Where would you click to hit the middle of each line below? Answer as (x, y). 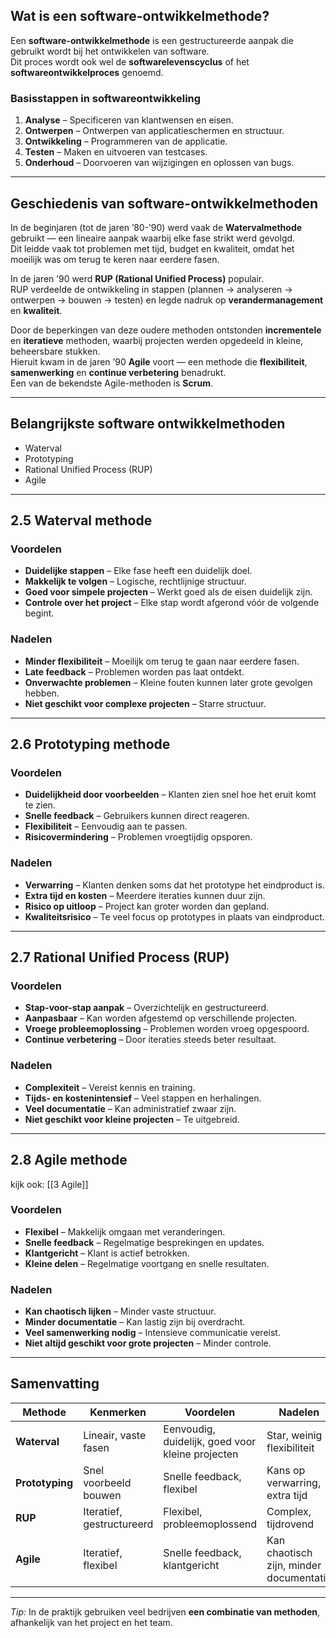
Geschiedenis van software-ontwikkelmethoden (164, 203)
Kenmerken (118, 1412)
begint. (39, 613)
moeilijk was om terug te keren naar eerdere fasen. (115, 259)
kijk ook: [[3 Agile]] (49, 1184)
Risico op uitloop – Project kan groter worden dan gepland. (147, 906)
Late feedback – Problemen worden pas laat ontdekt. (134, 671)
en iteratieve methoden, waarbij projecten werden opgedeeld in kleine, (157, 340)
